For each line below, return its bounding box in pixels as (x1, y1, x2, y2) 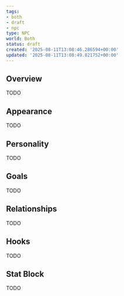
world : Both (6, 36, 35, 42)
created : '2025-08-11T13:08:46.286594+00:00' (6, 47, 119, 53)
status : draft (6, 42, 41, 47)
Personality (6, 139, 49, 149)
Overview (6, 74, 43, 84)
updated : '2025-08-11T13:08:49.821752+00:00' (6, 52, 119, 58)
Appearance (6, 106, 53, 116)
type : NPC (6, 30, 30, 36)
